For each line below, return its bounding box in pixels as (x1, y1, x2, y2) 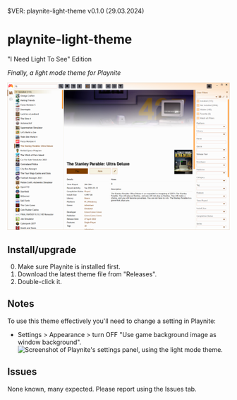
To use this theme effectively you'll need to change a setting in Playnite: (7, 317, 217, 325)
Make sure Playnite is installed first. (17, 262, 121, 271)
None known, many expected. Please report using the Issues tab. (7, 384, 197, 393)
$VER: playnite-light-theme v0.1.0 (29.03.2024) (7, 7, 145, 15)
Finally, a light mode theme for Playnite (7, 68, 121, 77)
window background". (17, 338, 82, 346)
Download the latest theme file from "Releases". (17, 269, 157, 278)
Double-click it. (17, 277, 62, 286)
